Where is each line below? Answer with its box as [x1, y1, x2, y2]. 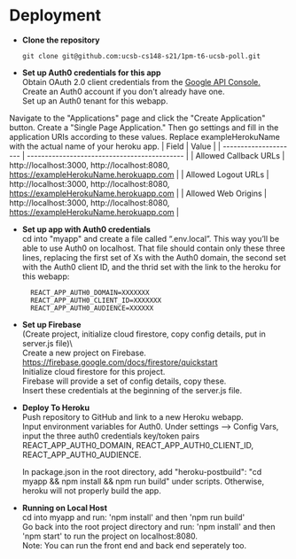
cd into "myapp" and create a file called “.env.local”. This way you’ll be [21, 233, 280, 244]
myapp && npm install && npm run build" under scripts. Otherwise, [21, 476, 264, 486]
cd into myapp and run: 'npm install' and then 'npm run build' [21, 511, 245, 523]
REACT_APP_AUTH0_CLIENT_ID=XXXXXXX [30, 296, 162, 305]
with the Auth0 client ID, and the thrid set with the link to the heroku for [21, 261, 281, 272]
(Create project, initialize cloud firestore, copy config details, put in [21, 329, 266, 339]
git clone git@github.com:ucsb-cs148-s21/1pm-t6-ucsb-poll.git [21, 51, 261, 60]
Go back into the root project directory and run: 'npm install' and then [21, 521, 276, 532]
